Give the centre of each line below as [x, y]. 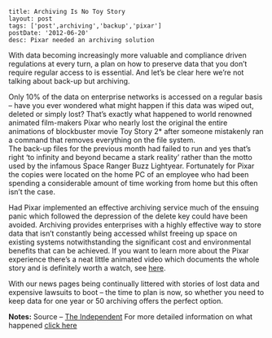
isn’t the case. [32, 192]
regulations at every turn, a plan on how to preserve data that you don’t [128, 64]
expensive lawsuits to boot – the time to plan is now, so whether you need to [136, 292]
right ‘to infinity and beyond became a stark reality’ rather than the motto [130, 157]
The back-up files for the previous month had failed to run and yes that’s [129, 149]
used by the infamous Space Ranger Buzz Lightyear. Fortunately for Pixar [132, 166]
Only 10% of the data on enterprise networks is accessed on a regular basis [136, 97]
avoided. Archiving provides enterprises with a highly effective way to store [135, 225]
